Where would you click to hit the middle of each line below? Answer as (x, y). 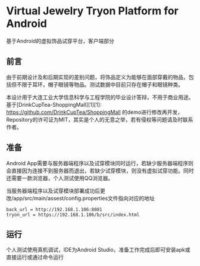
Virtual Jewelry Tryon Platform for (92, 11)
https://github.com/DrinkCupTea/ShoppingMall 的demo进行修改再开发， (95, 112)
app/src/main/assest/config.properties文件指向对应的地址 (84, 198)
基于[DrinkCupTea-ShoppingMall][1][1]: (54, 104)
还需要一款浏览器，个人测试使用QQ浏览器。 (60, 178)
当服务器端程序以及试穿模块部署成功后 (53, 191)
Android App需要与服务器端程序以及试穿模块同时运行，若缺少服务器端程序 (97, 163)
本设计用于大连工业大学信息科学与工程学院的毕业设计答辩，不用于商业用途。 (100, 97)
